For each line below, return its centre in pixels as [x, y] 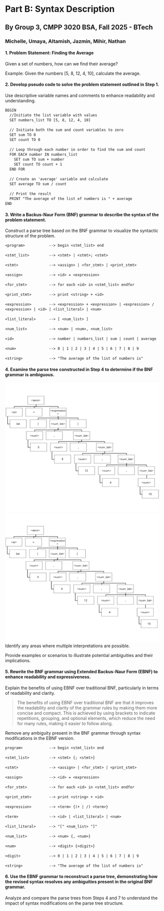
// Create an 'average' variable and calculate [59, 179]
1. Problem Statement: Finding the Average [49, 53]
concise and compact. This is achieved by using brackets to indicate [86, 713]
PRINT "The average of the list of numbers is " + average [71, 199]
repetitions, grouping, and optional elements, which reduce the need [86, 718]
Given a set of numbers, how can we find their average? [62, 64]
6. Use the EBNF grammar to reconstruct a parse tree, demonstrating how [81, 877]
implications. [18, 660]
